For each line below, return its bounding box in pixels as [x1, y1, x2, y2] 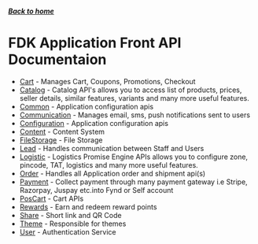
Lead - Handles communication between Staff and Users [19, 143, 205, 153]
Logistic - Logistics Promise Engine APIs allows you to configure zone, [19, 152, 249, 161]
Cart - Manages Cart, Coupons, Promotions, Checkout [19, 76, 196, 86]
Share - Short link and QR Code [19, 210, 122, 220]
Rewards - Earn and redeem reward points [19, 201, 157, 212]
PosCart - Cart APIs [19, 194, 84, 203]
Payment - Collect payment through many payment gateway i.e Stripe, [19, 177, 248, 187]
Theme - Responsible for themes [19, 219, 127, 228]
